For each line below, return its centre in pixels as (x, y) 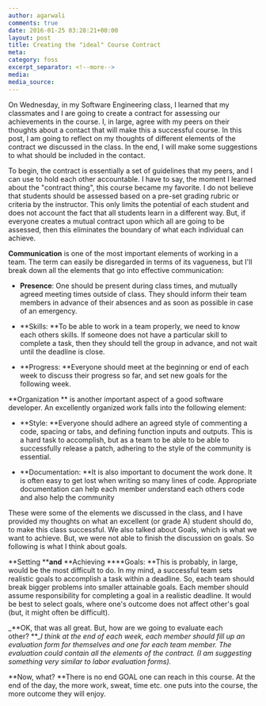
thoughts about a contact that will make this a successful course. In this (125, 130)
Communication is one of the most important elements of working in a (123, 253)
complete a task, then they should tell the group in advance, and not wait (138, 343)
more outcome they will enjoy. (57, 693)
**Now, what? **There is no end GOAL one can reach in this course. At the (132, 677)
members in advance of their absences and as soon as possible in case (136, 302)
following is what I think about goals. (68, 546)
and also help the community (67, 497)
